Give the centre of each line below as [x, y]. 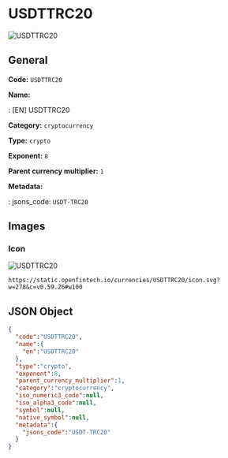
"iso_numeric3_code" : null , [60, 396]
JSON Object [41, 311]
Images [27, 227]
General [28, 60]
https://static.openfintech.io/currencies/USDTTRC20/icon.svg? [114, 281]
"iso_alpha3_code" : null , [56, 403]
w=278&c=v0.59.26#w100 [45, 287]
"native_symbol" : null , [52, 417]
